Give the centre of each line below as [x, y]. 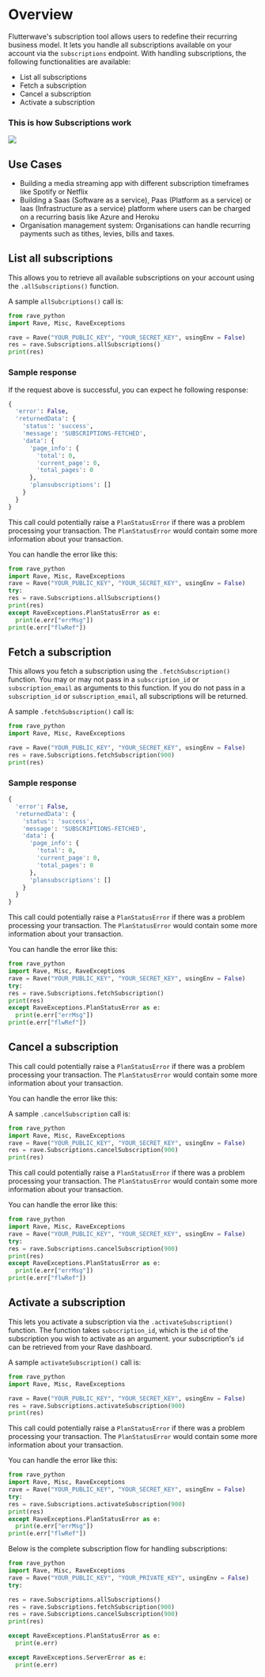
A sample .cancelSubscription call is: [69, 1113]
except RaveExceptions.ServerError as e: [78, 1657]
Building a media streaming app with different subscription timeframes [134, 183]
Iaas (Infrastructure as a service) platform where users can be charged [135, 209]
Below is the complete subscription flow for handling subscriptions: [118, 1549]
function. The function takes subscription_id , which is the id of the [118, 1330]
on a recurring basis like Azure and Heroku [89, 217]
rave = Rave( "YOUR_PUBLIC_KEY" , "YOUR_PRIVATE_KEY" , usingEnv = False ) [129, 1578]
